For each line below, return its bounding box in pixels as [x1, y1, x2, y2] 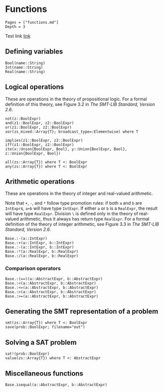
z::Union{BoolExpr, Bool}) [5, 151, 61, 156]
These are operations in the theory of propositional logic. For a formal [5, 96, 147, 102]
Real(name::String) [5, 69, 46, 74]
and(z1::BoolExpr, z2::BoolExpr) [5, 120, 74, 125]
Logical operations [5, 83, 64, 91]
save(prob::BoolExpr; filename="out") [5, 324, 85, 330]
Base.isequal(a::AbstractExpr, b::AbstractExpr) [5, 383, 108, 388]
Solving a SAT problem [5, 338, 77, 346]
